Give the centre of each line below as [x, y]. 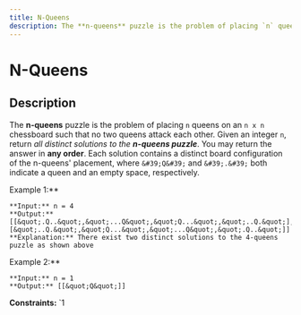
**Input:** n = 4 [42, 206]
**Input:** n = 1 [42, 278]
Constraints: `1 [37, 302]
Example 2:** [35, 261]
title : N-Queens [39, 17]
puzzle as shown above [52, 245]
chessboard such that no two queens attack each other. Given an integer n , [148, 134]
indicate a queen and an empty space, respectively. [104, 172]
